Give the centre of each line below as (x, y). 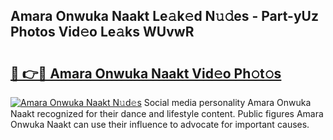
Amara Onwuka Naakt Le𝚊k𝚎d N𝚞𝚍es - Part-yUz (164, 16)
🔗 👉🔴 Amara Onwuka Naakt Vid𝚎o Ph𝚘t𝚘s (146, 73)
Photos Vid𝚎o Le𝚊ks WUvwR (102, 32)
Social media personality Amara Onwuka (227, 102)
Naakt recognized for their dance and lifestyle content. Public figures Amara (167, 113)
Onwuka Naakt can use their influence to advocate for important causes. (160, 124)
